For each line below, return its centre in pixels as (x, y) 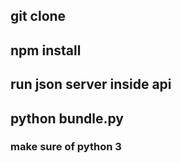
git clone (38, 16)
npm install (46, 50)
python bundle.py (67, 118)
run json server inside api (91, 84)
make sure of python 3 (66, 147)
